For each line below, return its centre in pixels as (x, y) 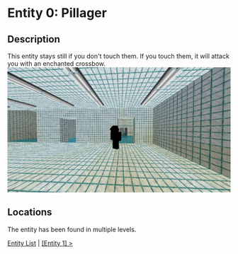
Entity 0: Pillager (57, 13)
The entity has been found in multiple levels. (72, 229)
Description (34, 39)
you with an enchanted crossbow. (57, 64)
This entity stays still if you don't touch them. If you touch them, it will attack (119, 56)
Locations (30, 213)
